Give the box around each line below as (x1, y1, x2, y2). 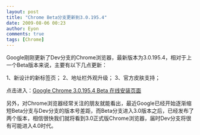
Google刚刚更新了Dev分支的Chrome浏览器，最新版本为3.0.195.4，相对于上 (6, 54, 192, 61)
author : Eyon (6, 25, 39, 32)
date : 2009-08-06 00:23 (6, 20, 66, 26)
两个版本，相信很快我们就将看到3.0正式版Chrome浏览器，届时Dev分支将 (6, 115, 187, 122)
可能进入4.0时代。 (11, 122, 57, 129)
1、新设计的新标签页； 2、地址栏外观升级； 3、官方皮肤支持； (6, 74, 161, 81)
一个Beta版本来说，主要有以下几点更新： (6, 61, 107, 68)
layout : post (6, 8, 39, 15)
